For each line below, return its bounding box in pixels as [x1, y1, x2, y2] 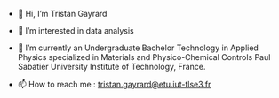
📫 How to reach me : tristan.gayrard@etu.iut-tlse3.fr [17, 79, 211, 89]
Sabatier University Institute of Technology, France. [17, 62, 206, 72]
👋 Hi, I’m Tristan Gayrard [17, 9, 108, 19]
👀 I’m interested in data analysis [17, 26, 135, 35]
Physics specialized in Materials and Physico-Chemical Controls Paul [17, 52, 271, 62]
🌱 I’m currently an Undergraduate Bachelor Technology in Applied [17, 42, 259, 53]
